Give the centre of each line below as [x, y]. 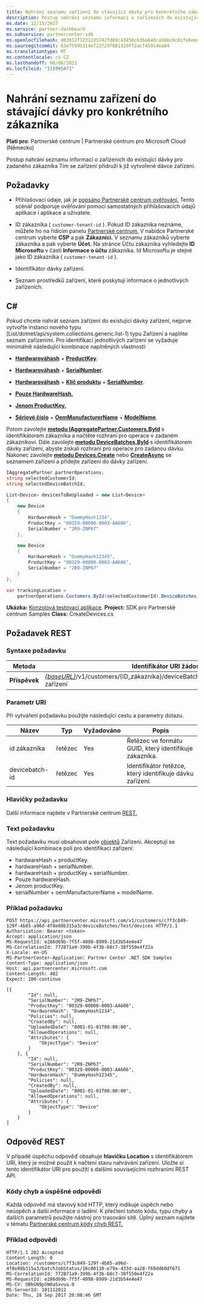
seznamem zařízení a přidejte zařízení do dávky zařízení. [77, 461]
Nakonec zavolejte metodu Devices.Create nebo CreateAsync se [89, 455]
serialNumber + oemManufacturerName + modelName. [84, 893]
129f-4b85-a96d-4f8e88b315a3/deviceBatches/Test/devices [80, 926]
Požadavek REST [39, 633]
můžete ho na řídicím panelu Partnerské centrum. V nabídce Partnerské [104, 231]
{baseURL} [60, 677]
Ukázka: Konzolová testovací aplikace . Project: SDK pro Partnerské [91, 608]
